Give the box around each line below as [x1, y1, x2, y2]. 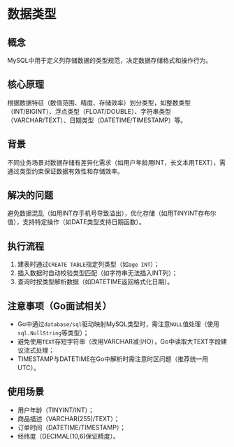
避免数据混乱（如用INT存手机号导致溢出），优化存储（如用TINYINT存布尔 [7, 209, 217, 217]
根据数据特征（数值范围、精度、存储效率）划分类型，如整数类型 [7, 98, 191, 107]
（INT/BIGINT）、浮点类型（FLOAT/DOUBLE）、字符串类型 [7, 107, 171, 115]
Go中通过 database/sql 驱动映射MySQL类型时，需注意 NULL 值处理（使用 [17, 320, 220, 328]
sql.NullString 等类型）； [17, 329, 89, 337]
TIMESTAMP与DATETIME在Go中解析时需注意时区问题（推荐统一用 [17, 355, 208, 363]
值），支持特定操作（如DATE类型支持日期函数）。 [7, 218, 145, 226]
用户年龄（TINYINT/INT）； [17, 406, 94, 414]
